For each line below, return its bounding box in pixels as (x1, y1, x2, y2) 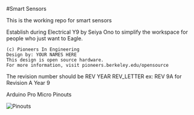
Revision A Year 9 (6, 79, 50, 86)
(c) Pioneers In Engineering (6, 46, 80, 52)
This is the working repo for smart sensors (6, 17, 112, 23)
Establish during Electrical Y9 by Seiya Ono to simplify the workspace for (6, 28, 189, 36)
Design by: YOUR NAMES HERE (6, 52, 77, 58)
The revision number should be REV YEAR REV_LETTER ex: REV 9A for (6, 73, 182, 80)
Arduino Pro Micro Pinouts (6, 91, 72, 98)
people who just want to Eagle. (6, 35, 83, 42)
